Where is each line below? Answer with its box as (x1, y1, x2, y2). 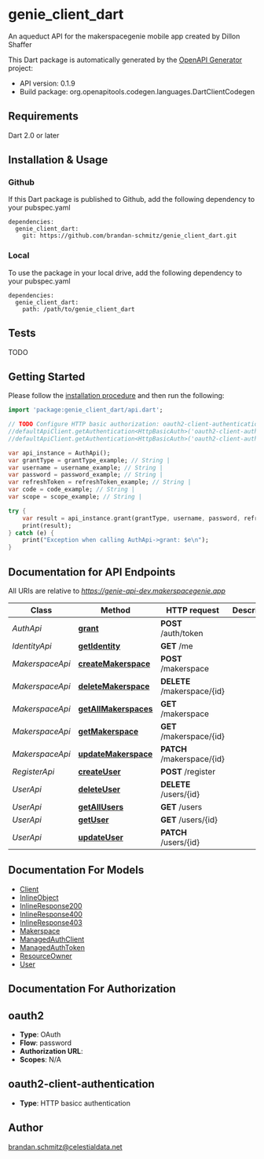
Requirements (8, 110, 79, 123)
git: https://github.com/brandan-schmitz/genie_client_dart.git (22, 232, 237, 240)
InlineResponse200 (19, 901, 82, 910)
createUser (78, 766, 122, 777)
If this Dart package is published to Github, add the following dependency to (8, 195, 255, 204)
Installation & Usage (8, 153, 108, 166)
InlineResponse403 (19, 917, 82, 927)
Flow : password (19, 1038, 72, 1047)
